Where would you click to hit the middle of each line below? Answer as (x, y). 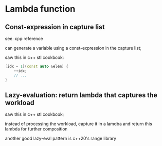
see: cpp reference (24, 38)
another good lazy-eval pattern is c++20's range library (61, 138)
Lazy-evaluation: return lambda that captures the (81, 95)
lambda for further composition (36, 129)
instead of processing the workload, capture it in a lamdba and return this (79, 124)
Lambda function (40, 9)
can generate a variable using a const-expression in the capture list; (73, 48)
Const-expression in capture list (55, 27)
